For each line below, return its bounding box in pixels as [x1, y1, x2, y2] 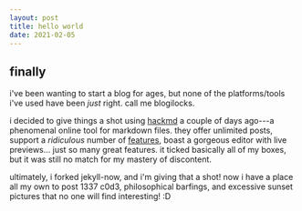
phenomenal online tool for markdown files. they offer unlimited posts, [9, 125, 274, 136]
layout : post [9, 13, 59, 23]
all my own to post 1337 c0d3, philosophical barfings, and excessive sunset [9, 181, 294, 192]
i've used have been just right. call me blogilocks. [9, 97, 195, 109]
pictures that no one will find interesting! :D [9, 191, 172, 202]
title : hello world [9, 22, 84, 31]
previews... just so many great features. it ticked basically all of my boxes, [9, 145, 286, 156]
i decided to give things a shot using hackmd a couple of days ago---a [9, 116, 275, 126]
